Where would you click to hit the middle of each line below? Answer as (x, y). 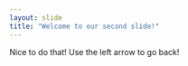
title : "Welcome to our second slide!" (85, 26)
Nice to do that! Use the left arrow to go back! (94, 52)
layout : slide (36, 18)
